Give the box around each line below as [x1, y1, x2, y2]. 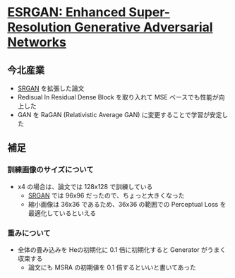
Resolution [7, 19, 72, 35]
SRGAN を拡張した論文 [17, 84, 85, 92]
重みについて [7, 228, 51, 238]
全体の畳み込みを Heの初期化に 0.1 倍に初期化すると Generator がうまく [17, 245, 227, 254]
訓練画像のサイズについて [7, 165, 94, 175]
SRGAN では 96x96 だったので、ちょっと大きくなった [28, 191, 185, 200]
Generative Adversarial [73, 19, 213, 35]
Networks [7, 35, 67, 50]
